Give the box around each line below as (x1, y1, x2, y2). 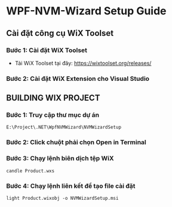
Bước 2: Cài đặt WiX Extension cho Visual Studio (6, 74, 150, 83)
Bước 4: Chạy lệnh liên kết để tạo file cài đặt (6, 181, 136, 190)
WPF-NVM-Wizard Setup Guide (6, 4, 167, 18)
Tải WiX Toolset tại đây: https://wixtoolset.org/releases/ (14, 59, 152, 66)
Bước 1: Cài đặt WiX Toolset (6, 46, 88, 54)
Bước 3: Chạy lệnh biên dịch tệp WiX (6, 154, 114, 163)
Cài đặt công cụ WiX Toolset (6, 28, 114, 38)
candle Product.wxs (6, 168, 55, 174)
